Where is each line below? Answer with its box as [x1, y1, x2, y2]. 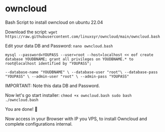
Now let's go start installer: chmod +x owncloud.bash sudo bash [5, 92, 132, 98]
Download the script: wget [5, 29, 58, 35]
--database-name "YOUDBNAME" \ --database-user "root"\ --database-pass [5, 70, 158, 75]
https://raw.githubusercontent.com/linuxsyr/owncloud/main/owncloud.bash [5, 34, 161, 39]
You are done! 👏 [5, 106, 38, 112]
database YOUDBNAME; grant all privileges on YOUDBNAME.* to [5, 56, 134, 62]
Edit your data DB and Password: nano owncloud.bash [5, 43, 113, 48]
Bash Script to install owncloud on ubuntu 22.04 [5, 19, 103, 25]
